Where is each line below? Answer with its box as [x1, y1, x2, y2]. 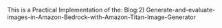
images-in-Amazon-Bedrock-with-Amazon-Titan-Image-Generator [7, 13, 197, 21]
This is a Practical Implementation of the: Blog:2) [7, 6, 145, 14]
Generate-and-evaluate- [146, 6, 215, 14]
